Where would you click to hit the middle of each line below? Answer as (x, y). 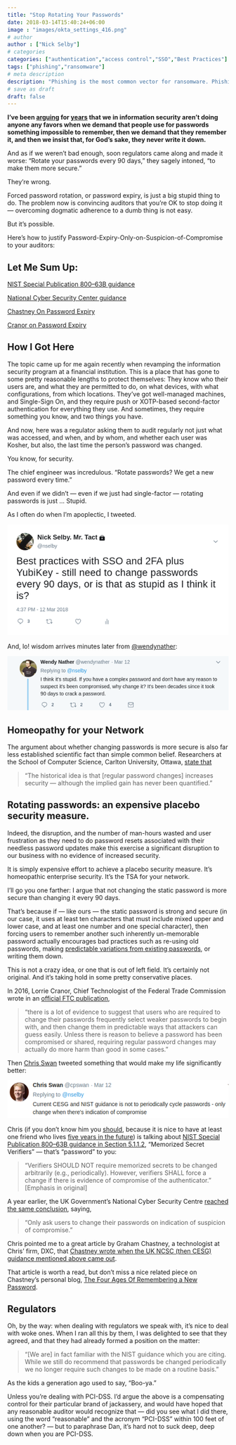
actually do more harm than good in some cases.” (96, 1049)
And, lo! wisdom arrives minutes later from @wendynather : (92, 646)
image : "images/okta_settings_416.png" (67, 30)
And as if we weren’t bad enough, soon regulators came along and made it (115, 153)
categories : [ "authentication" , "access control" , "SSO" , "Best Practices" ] (118, 60)
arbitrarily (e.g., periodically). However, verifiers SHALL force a (115, 1173)
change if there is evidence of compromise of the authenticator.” (118, 1180)
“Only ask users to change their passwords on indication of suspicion (125, 1222)
